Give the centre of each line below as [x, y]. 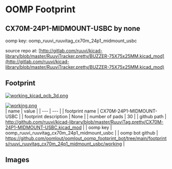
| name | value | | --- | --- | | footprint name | [52, 111]
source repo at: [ [23, 51]
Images [17, 160]
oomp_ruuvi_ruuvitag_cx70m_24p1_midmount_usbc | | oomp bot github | [82, 133]
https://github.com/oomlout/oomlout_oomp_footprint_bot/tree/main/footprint [86, 138]
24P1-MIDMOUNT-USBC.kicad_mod [44, 127]
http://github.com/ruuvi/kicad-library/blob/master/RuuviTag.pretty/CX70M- [84, 122]
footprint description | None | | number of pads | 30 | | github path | [95, 116]
